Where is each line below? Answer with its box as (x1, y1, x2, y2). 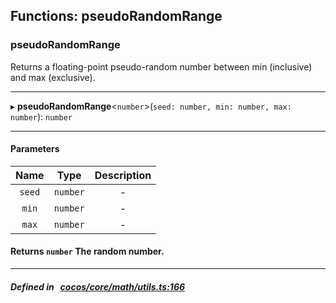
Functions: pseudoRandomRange (10, 8, 223, 25)
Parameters (10, 143, 60, 155)
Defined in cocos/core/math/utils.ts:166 (10, 280, 186, 293)
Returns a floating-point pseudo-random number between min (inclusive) (10, 60, 313, 73)
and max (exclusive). (10, 71, 96, 83)
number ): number (10, 110, 73, 123)
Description (94, 168, 152, 182)
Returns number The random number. (10, 245, 165, 258)
